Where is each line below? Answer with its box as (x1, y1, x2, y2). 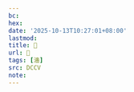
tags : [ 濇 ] (8, 57, 44, 65)
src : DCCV (8, 64, 42, 72)
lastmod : (8, 34, 38, 42)
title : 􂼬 (8, 42, 38, 50)
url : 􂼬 (8, 49, 30, 57)
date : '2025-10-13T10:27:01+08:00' (8, 26, 128, 34)
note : (8, 71, 26, 79)
